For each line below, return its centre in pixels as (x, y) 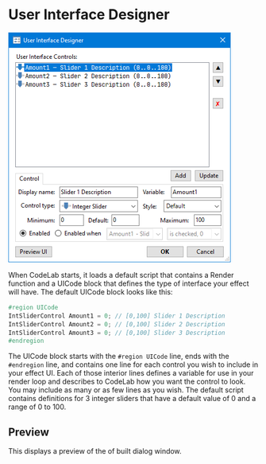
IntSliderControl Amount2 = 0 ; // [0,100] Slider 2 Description (117, 324)
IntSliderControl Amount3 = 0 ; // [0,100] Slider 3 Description (117, 333)
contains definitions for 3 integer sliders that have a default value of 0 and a (132, 399)
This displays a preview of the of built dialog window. (95, 451)
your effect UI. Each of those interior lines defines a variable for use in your (131, 373)
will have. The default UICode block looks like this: (91, 291)
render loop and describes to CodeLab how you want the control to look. (127, 382)
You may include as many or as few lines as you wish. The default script (126, 390)
